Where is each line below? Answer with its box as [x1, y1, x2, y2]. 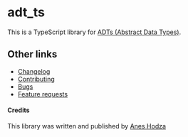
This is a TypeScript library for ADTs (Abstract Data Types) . [7, 28, 182, 36]
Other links [7, 48, 58, 60]
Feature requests [17, 89, 68, 98]
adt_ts [7, 4, 45, 21]
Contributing [17, 75, 55, 83]
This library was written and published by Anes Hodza [7, 121, 166, 130]
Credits [7, 106, 30, 114]
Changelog [17, 67, 51, 75]
